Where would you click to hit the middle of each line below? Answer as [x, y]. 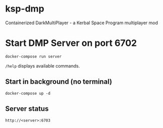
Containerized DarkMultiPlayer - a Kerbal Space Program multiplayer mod [82, 23]
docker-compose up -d [28, 93]
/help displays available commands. [43, 66]
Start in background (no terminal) [59, 82]
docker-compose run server [33, 56]
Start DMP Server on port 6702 [71, 43]
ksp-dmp [25, 9]
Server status [27, 109]
